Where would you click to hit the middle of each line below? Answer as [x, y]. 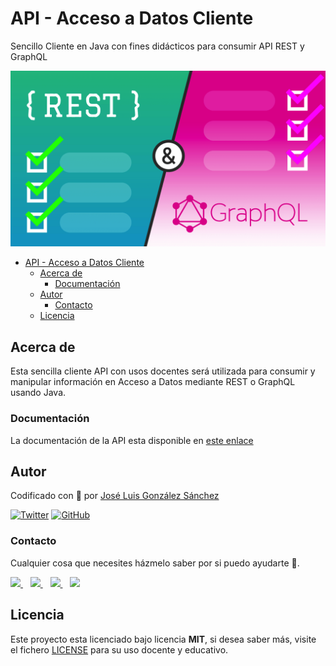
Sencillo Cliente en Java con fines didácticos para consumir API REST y [157, 46]
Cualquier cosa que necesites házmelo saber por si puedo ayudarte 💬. [155, 563]
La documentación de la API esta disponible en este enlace [132, 440]
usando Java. [38, 393]
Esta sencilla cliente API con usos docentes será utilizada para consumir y [163, 371]
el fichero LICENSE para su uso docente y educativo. [119, 649]
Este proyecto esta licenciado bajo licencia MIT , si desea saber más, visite [163, 639]
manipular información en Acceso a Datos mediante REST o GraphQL [153, 382]
